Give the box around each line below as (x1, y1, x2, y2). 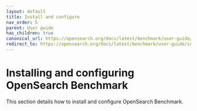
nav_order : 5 (6, 19, 38, 25)
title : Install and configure (6, 14, 80, 20)
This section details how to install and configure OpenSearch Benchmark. (6, 98, 184, 105)
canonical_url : (6, 36, 43, 41)
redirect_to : (6, 41, 38, 47)
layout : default (6, 8, 46, 15)
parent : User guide (6, 25, 54, 31)
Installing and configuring (6, 67, 135, 79)
